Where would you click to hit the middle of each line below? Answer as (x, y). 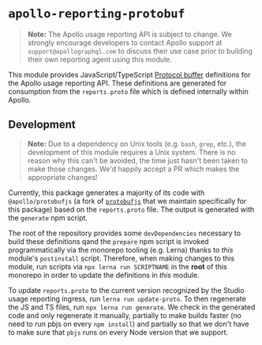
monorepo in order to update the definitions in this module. (104, 275)
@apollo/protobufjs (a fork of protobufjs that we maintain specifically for (127, 201)
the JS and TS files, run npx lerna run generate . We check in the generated (132, 307)
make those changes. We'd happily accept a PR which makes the (133, 169)
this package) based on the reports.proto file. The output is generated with (131, 209)
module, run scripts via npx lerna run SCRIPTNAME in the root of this (118, 266)
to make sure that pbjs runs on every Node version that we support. (118, 332)
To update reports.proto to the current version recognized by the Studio (126, 290)
